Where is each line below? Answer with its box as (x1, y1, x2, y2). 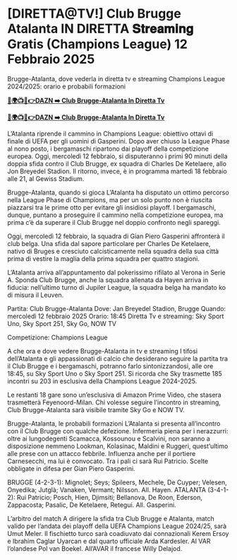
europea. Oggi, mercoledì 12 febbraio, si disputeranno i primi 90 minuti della (7, 151, 228, 161)
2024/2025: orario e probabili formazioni (7, 82, 126, 91)
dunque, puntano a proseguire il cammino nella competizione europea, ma (7, 211, 224, 219)
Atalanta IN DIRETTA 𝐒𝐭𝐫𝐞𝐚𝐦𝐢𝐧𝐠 (7, 21, 194, 37)
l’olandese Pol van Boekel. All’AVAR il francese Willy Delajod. (7, 544, 183, 553)
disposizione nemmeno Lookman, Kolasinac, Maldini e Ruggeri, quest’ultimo (7, 441, 229, 450)
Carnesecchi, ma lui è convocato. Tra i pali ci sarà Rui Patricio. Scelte (7, 457, 209, 465)
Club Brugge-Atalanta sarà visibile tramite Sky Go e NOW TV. (7, 405, 185, 414)
